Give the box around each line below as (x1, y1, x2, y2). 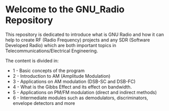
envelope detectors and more (12, 100, 75, 106)
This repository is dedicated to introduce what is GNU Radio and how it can (5, 31, 164, 37)
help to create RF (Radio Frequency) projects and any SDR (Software (5, 37, 150, 43)
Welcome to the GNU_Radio (5, 4, 124, 15)
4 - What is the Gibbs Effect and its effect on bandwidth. (12, 83, 132, 90)
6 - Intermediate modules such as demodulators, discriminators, (12, 95, 149, 101)
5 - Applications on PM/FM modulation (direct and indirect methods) (12, 89, 157, 95)
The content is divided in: (5, 57, 59, 63)
